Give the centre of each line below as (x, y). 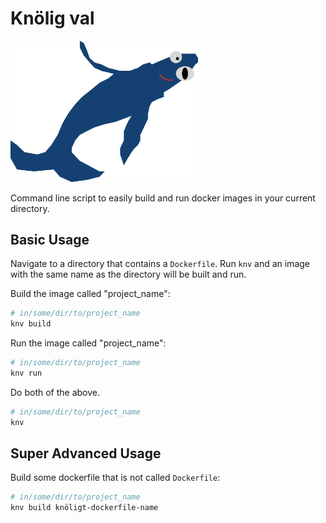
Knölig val (52, 18)
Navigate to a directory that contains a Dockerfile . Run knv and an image (160, 264)
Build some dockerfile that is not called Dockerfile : (115, 478)
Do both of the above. (55, 392)
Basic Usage (50, 239)
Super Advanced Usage (86, 453)
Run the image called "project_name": (88, 343)
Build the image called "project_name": (90, 294)
